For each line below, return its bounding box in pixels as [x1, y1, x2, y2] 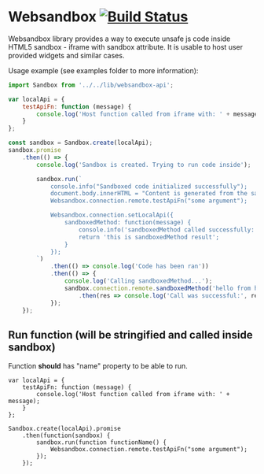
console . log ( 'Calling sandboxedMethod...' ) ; [64, 277, 213, 285]
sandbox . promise [8, 146, 61, 154]
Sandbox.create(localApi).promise [8, 425, 122, 433]
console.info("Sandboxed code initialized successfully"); [49, 182, 247, 191]
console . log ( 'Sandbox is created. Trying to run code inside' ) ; [36, 161, 251, 168]
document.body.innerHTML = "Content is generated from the [49, 190, 247, 198]
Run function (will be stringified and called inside [8, 328, 253, 342]
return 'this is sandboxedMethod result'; [78, 233, 220, 241]
